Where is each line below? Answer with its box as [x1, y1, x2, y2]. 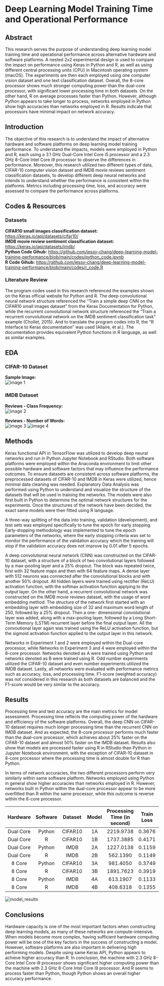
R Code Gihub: [5, 259, 35, 265]
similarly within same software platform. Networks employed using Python [5, 775, 155, 781]
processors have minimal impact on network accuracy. [5, 109, 115, 115]
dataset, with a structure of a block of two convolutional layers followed [10, 557, 155, 563]
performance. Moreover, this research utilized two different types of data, [5, 162, 153, 167]
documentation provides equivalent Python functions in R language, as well [5, 329, 157, 335]
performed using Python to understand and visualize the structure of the [5, 486, 151, 493]
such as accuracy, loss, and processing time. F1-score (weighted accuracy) [5, 671, 157, 677]
